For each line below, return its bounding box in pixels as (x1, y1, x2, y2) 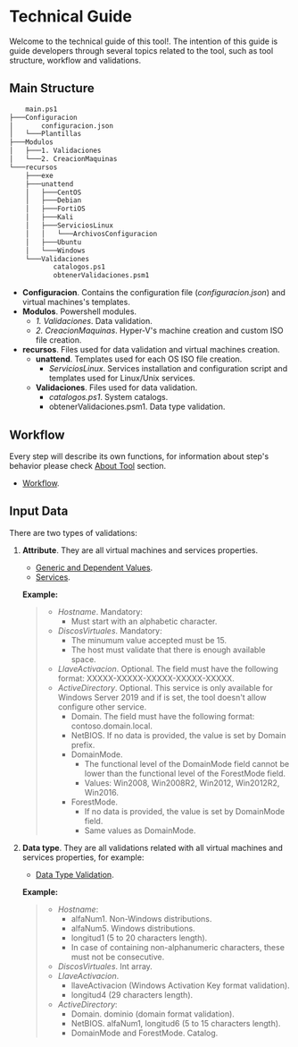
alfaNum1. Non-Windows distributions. (70, 913, 212, 924)
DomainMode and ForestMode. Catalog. (70, 1027, 219, 1038)
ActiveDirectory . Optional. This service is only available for (57, 682, 274, 693)
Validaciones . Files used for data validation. (35, 382, 198, 393)
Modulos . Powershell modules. (21, 306, 137, 317)
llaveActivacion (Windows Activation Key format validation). (70, 980, 290, 991)
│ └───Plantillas (9, 130, 82, 139)
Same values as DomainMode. (84, 825, 196, 836)
